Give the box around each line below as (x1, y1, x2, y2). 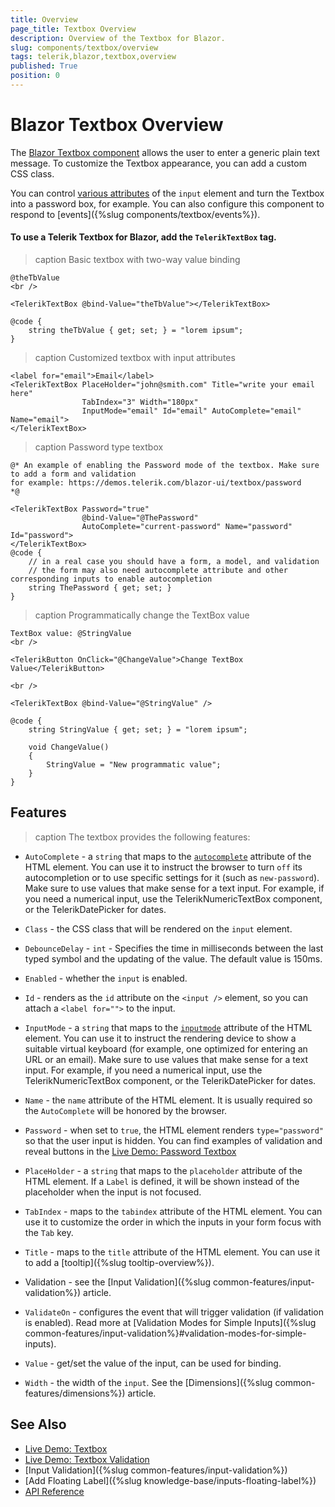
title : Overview (10, 14, 78, 25)
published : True (10, 61, 78, 71)
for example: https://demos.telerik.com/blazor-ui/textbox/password (10, 478, 302, 488)
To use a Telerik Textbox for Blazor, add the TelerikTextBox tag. (10, 231, 277, 243)
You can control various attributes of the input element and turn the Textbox (10, 187, 325, 199)
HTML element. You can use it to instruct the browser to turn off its (24, 861, 303, 873)
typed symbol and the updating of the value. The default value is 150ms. (24, 952, 323, 965)
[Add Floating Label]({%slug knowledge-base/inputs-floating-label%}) (24, 1474, 317, 1486)
